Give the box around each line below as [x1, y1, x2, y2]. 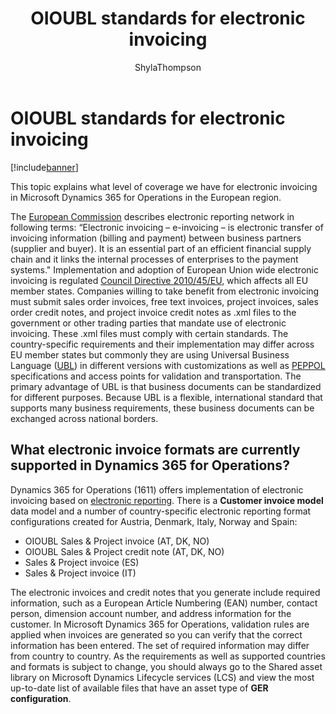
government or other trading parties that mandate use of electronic [10, 317, 287, 329]
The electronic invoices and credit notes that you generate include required [10, 586, 321, 598]
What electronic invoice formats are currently [10, 442, 301, 459]
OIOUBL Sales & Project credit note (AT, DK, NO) [24, 545, 225, 557]
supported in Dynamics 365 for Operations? [10, 457, 290, 474]
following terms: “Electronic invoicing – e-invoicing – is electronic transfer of [10, 221, 324, 233]
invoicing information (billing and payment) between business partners [10, 232, 302, 244]
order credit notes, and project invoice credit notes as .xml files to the [10, 306, 297, 318]
